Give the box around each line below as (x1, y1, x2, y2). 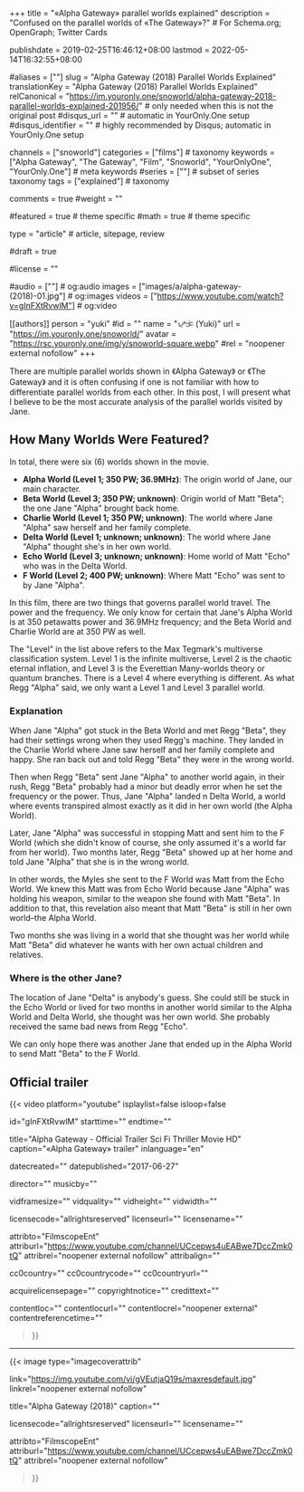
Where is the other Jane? (9, 972, 122, 985)
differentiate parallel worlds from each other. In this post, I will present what (9, 387, 291, 397)
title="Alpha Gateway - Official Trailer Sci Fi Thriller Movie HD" (9, 1133, 242, 1144)
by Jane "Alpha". (22, 579, 85, 590)
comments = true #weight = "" (9, 194, 123, 204)
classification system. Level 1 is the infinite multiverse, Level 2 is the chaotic (9, 653, 292, 664)
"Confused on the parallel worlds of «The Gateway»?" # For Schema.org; (9, 17, 282, 28)
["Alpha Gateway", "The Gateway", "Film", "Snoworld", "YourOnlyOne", (9, 157, 272, 167)
